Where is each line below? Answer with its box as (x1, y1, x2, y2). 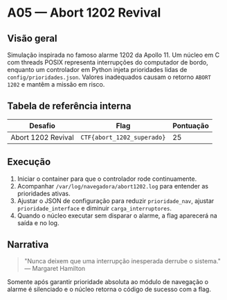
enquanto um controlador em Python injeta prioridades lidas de (7, 66, 188, 73)
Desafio (28, 121, 55, 130)
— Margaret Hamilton (24, 265, 86, 273)
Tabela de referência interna (7, 100, 131, 112)
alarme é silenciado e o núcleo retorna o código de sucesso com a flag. (7, 285, 211, 294)
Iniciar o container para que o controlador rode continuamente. (17, 175, 197, 183)
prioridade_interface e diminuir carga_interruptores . (17, 204, 172, 212)
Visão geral (7, 33, 57, 44)
